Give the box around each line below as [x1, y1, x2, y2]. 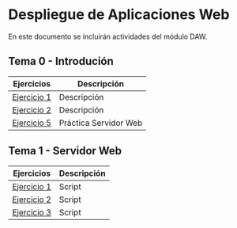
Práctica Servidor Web [58, 117, 143, 128]
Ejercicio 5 [12, 117, 51, 128]
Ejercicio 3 [12, 207, 51, 218]
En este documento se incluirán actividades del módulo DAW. [8, 32, 208, 41]
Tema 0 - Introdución [8, 55, 115, 68]
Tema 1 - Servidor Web [8, 144, 122, 158]
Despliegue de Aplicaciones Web [8, 6, 230, 24]
